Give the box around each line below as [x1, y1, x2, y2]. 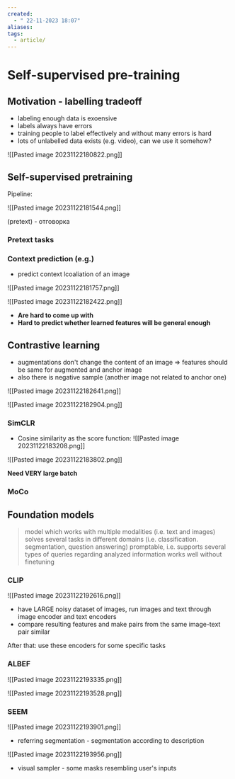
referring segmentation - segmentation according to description [17, 736, 205, 744]
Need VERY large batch [7, 469, 78, 478]
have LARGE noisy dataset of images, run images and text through [17, 605, 212, 613]
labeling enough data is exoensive [17, 114, 117, 123]
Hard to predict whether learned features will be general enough [17, 319, 211, 327]
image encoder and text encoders [17, 613, 117, 621]
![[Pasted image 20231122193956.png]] [7, 750, 122, 758]
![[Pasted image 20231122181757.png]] [7, 284, 120, 292]
